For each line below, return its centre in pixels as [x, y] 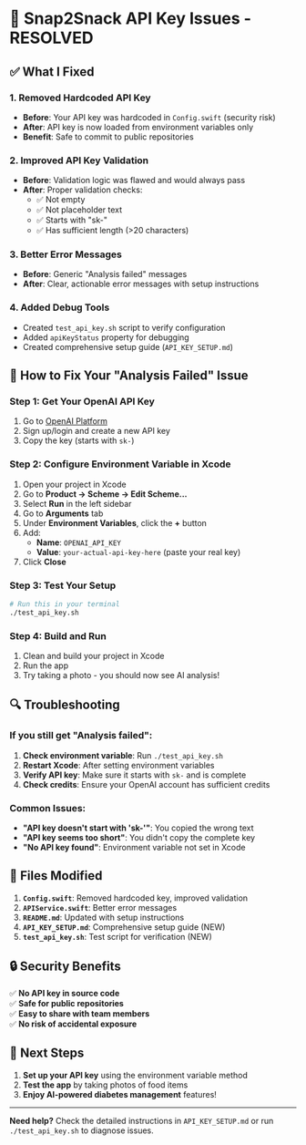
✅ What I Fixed [52, 72]
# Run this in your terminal [65, 604]
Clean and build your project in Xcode [93, 656]
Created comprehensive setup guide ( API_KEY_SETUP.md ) [128, 346]
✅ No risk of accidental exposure [73, 1024]
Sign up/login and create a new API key [97, 431]
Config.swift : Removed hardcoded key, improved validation [135, 898]
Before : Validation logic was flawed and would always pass [134, 181]
